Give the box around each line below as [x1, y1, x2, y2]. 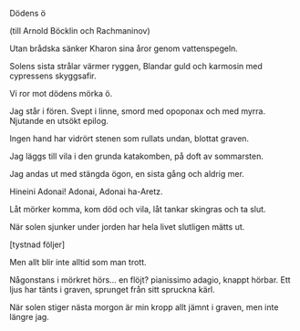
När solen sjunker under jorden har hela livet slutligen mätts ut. [9, 222, 245, 232]
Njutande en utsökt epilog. [9, 116, 109, 126]
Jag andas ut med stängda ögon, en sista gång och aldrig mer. [9, 169, 244, 179]
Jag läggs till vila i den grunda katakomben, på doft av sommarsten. [9, 150, 264, 161]
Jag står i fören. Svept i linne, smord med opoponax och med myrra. [9, 106, 266, 117]
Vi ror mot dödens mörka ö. [9, 88, 113, 98]
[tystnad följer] [9, 239, 66, 250]
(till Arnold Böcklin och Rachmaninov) [9, 26, 150, 36]
